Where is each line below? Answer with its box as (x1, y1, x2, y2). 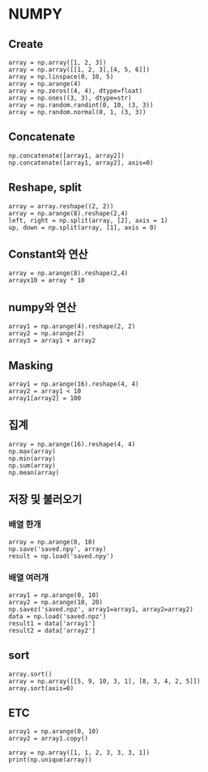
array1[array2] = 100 (8, 395, 82, 403)
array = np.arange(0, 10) (8, 538, 96, 546)
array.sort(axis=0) (8, 684, 74, 693)
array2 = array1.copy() (8, 735, 89, 743)
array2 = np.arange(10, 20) (8, 598, 104, 606)
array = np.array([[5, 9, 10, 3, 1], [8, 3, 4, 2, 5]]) (8, 677, 201, 685)
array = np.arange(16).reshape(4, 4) (8, 440, 136, 448)
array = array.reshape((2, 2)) (8, 202, 114, 211)
